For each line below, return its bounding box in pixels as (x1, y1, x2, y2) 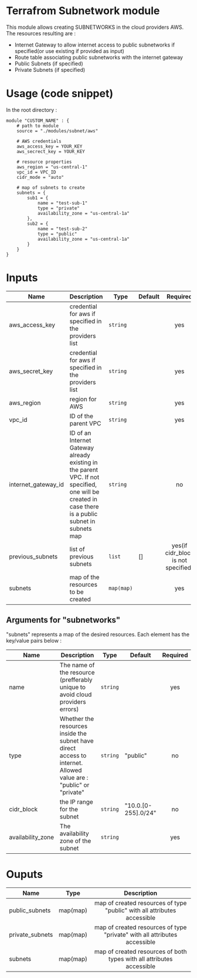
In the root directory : (6, 106, 57, 113)
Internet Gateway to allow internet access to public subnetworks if (14, 41, 175, 48)
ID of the (69, 412, 94, 420)
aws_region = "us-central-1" (16, 164, 88, 170)
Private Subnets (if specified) (14, 66, 86, 73)
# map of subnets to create (16, 184, 85, 191)
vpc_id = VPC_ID (16, 169, 57, 175)
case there (69, 502, 99, 510)
